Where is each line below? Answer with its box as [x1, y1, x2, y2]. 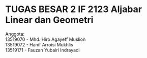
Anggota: [5, 31, 25, 37]
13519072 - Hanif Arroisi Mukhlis [5, 41, 74, 47]
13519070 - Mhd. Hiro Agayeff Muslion [5, 36, 86, 42]
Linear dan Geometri [5, 14, 94, 26]
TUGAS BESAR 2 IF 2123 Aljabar [5, 4, 142, 15]
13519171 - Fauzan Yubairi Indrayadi [5, 47, 80, 53]
